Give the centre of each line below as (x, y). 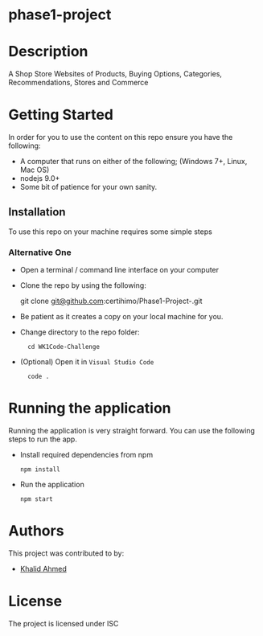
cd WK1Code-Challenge (64, 347)
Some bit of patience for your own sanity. (88, 187)
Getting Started (61, 115)
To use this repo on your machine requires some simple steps (111, 232)
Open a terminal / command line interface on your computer (119, 270)
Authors (36, 531)
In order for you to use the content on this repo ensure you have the (121, 137)
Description (48, 52)
